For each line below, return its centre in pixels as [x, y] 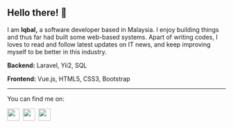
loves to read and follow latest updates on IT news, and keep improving [109, 44]
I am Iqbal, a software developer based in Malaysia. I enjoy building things [113, 29]
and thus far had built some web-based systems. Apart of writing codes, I [113, 37]
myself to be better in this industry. [57, 51]
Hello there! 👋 [37, 13]
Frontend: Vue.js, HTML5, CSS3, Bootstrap [69, 79]
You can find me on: [36, 99]
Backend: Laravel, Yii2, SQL [47, 65]
